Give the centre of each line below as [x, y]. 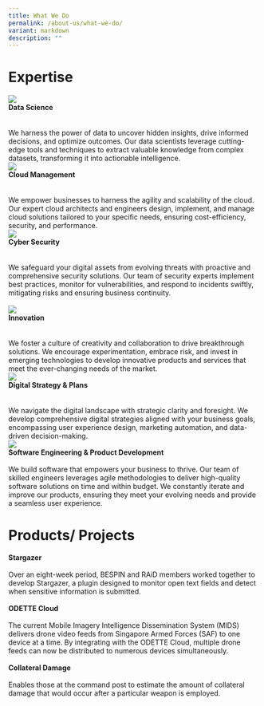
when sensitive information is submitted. [75, 592]
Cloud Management [42, 175]
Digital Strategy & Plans [48, 385]
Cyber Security [34, 242]
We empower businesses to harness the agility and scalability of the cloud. [131, 200]
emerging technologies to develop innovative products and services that [127, 361]
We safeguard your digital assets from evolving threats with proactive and [130, 267]
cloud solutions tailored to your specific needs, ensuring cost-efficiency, [127, 217]
